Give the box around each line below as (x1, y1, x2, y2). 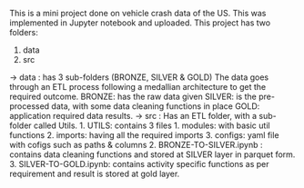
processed (9, 101, 50, 112)
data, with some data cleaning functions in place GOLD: (51, 101, 260, 112)
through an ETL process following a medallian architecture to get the (9, 82, 267, 92)
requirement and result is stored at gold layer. (9, 168, 180, 179)
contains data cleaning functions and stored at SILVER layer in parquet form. (9, 149, 296, 160)
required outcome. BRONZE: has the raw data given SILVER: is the (9, 91, 257, 102)
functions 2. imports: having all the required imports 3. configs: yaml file (9, 130, 279, 140)
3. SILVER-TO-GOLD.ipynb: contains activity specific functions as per (9, 159, 270, 169)
